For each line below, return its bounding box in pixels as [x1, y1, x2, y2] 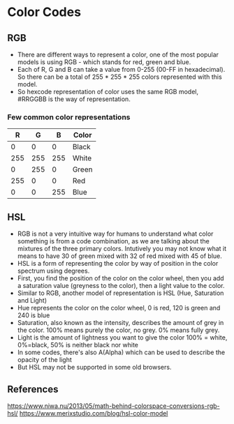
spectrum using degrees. [17, 266, 90, 275]
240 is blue [17, 311, 50, 319]
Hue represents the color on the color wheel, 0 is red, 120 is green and [17, 304, 221, 312]
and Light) [17, 296, 47, 305]
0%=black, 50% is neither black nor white [17, 341, 138, 349]
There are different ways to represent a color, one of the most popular [17, 50, 219, 59]
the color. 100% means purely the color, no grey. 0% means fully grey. [17, 326, 220, 335]
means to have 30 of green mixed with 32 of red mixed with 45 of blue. [17, 252, 222, 260]
